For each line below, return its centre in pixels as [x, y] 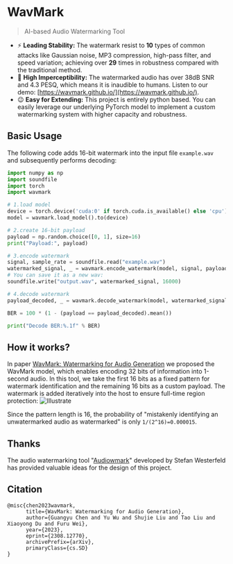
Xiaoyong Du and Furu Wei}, [48, 524]
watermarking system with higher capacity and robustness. [102, 114]
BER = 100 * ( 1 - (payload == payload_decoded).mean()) [89, 313]
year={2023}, [44, 530]
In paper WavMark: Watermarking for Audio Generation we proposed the [111, 364]
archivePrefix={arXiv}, [60, 542]
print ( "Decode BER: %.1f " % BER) [54, 326]
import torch [26, 186]
